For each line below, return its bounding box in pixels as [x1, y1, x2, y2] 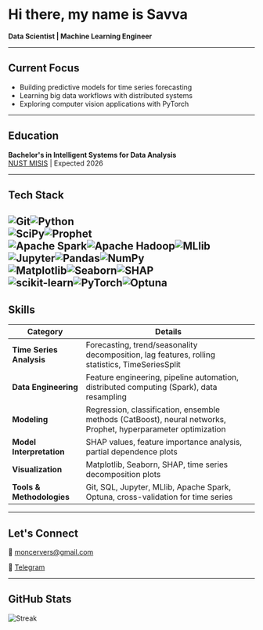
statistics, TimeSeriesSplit [85, 359, 182, 370]
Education [8, 129, 59, 143]
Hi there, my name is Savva [8, 5, 188, 24]
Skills [8, 303, 35, 316]
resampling [85, 391, 128, 402]
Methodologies [12, 492, 70, 503]
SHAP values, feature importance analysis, [85, 437, 243, 448]
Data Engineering [12, 382, 78, 393]
